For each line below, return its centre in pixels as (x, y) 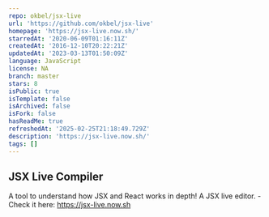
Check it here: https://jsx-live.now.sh (70, 205)
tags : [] (23, 144)
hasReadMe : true (36, 121)
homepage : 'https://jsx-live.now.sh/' (74, 31)
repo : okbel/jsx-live (45, 16)
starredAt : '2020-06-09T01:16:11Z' (68, 38)
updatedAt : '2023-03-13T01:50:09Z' (68, 53)
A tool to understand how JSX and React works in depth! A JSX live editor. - (135, 196)
